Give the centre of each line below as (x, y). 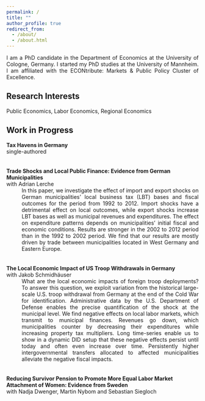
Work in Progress (40, 130)
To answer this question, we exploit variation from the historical (102, 287)
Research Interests (43, 96)
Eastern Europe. (42, 248)
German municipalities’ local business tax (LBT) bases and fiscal (110, 197)
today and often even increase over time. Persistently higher (110, 346)
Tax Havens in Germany (37, 145)
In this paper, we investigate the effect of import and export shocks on (110, 190)
